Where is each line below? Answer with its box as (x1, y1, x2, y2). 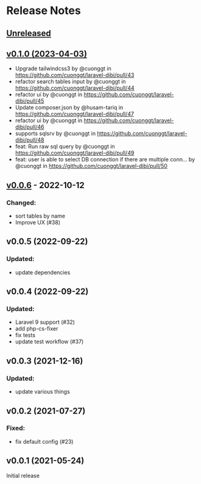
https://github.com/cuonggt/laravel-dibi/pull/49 (15, 149, 135, 156)
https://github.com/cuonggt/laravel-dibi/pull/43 (15, 71, 135, 79)
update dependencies (15, 268, 71, 276)
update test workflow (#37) (15, 338, 84, 345)
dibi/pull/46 (15, 123, 44, 131)
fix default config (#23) (15, 438, 74, 445)
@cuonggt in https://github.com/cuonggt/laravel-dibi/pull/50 (15, 163, 167, 170)
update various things (15, 388, 70, 395)
